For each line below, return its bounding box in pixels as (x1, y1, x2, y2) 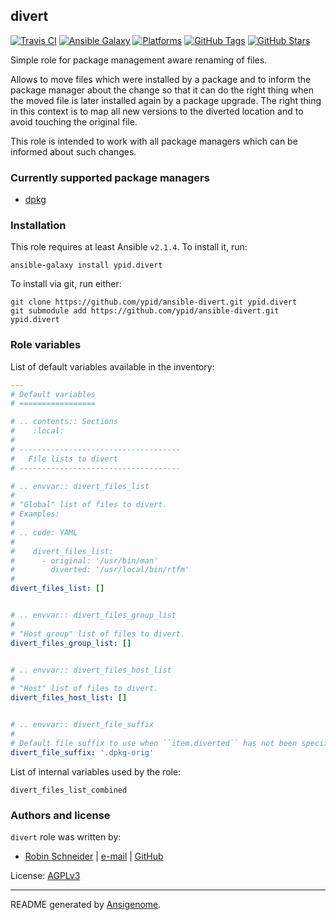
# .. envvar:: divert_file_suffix (10, 720, 155, 730)
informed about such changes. (10, 145, 137, 158)
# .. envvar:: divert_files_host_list (10, 665, 172, 675)
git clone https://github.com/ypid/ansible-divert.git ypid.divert (10, 297, 298, 308)
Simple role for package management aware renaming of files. (10, 54, 268, 66)
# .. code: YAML (10, 527, 78, 538)
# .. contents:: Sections (10, 417, 118, 427)
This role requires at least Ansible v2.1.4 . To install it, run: (10, 241, 248, 253)
